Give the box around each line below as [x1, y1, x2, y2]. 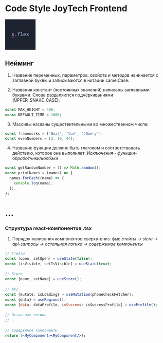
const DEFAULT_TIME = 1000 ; [5, 112, 62, 117]
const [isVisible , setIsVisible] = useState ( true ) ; [5, 261, 112, 266]
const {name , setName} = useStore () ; [5, 277, 82, 282]
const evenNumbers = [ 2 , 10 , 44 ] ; [5, 136, 75, 141]
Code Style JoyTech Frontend [5, 3, 127, 14]
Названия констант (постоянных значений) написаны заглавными [12, 87, 150, 92]
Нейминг [5, 59, 34, 68]
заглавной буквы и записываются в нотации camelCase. [12, 77, 129, 83]
